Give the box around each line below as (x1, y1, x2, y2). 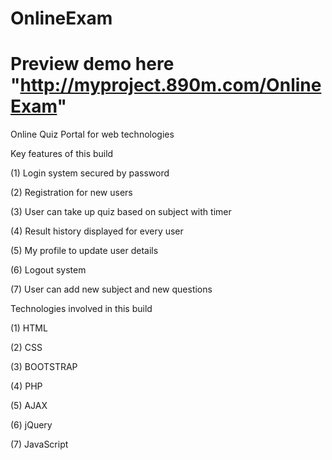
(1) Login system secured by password (10, 167, 170, 179)
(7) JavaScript (10, 438, 69, 451)
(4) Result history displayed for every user (10, 225, 184, 237)
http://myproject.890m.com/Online (19, 74, 322, 97)
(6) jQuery (10, 419, 53, 431)
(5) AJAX (10, 400, 48, 412)
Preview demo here (10, 53, 175, 76)
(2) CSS (10, 342, 43, 354)
